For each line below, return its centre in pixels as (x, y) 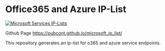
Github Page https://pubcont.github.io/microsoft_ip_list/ (64, 33)
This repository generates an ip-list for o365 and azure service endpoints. (83, 43)
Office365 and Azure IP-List (66, 9)
